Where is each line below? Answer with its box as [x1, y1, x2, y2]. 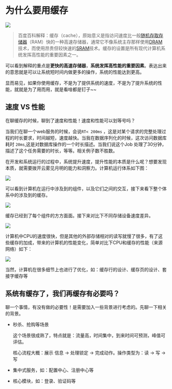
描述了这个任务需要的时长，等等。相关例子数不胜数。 [5, 147, 118, 154]
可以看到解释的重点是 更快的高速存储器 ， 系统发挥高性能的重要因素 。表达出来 [5, 62, 167, 68]
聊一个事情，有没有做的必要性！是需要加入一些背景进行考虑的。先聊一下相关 [5, 304, 167, 310]
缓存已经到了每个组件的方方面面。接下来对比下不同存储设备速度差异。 [5, 212, 154, 218]
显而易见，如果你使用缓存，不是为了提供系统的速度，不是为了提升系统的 [5, 80, 158, 86]
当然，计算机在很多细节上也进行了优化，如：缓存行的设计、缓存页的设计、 [5, 266, 162, 272]
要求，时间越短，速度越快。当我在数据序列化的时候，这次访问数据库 [23, 135, 167, 141]
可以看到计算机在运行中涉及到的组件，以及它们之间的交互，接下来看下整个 [5, 186, 162, 192]
